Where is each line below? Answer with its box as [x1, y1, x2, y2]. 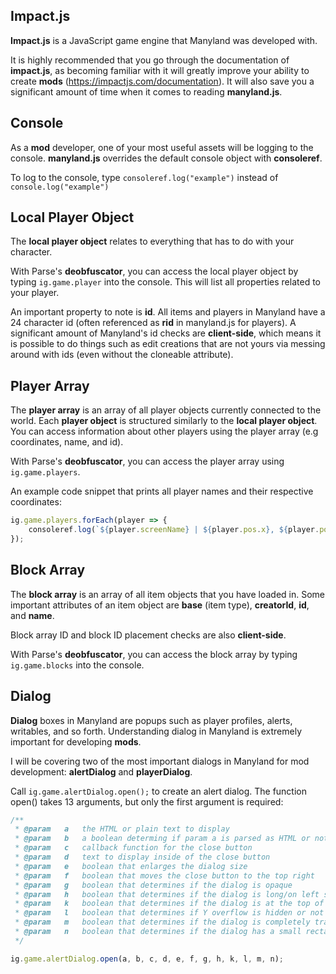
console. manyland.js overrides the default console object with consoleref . [10, 152, 323, 164]
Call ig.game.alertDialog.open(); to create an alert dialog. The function [10, 785, 307, 797]
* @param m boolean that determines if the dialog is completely [14, 917, 311, 928]
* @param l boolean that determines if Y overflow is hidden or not [14, 908, 325, 918]
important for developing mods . [10, 735, 142, 748]
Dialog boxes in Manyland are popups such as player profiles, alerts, [10, 714, 293, 726]
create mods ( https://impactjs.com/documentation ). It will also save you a [10, 75, 315, 87]
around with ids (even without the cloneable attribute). [10, 349, 234, 361]
